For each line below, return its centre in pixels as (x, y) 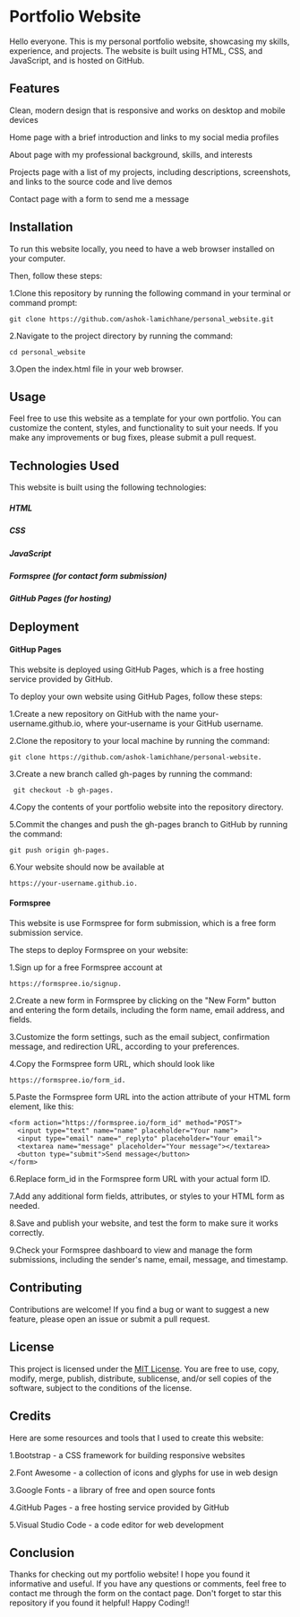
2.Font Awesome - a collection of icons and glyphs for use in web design (144, 1473)
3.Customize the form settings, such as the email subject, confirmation (140, 1037)
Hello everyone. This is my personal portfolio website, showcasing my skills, (150, 41)
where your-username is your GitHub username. (174, 723)
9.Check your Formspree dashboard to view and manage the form (131, 1250)
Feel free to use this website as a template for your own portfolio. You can (146, 418)
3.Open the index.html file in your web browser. (96, 369)
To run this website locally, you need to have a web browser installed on (142, 249)
